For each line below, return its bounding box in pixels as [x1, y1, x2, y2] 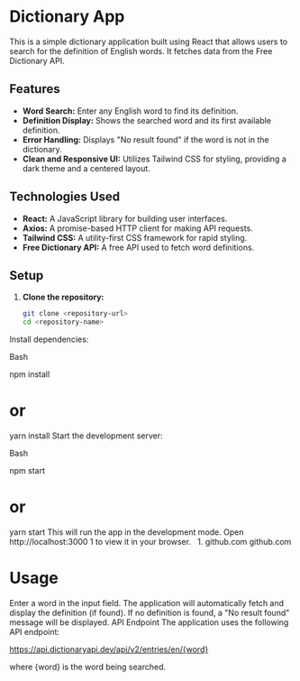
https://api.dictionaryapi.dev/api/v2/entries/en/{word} [9, 643, 209, 655]
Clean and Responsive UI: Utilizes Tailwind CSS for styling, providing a [22, 153, 286, 164]
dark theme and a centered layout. [22, 162, 150, 173]
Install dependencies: [9, 334, 89, 345]
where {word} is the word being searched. [9, 661, 167, 672]
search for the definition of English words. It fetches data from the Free [9, 45, 273, 56]
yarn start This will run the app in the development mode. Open [9, 527, 244, 538]
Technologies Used [9, 189, 120, 205]
